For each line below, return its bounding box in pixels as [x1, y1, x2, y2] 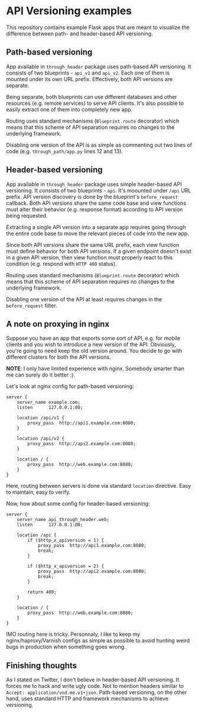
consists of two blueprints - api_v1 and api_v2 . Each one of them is [6, 69, 170, 76]
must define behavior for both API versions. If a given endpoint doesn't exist [6, 247, 192, 255]
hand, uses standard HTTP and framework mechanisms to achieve [6, 695, 168, 702]
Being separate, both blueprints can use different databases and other [6, 93, 177, 100]
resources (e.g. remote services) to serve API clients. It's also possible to [6, 99, 184, 107]
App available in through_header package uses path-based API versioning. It [6, 63, 191, 70]
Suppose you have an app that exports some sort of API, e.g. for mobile [6, 335, 181, 342]
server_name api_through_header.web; [17, 517, 110, 523]
